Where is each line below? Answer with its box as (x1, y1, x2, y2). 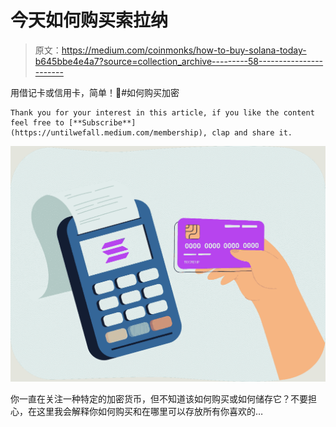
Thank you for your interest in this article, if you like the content (10, 107, 315, 118)
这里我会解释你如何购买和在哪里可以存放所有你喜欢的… (36, 406, 264, 418)
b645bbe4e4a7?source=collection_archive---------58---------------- (34, 55, 324, 67)
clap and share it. (211, 127, 293, 138)
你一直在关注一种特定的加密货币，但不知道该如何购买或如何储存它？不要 (10, 393, 308, 405)
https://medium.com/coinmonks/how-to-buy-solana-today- (61, 44, 307, 56)
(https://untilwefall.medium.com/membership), (10, 127, 208, 138)
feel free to (10, 117, 65, 128)
